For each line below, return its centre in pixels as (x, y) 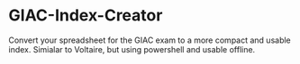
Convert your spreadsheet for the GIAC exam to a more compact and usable (150, 40)
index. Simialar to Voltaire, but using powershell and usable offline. (132, 49)
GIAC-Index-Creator (86, 16)
